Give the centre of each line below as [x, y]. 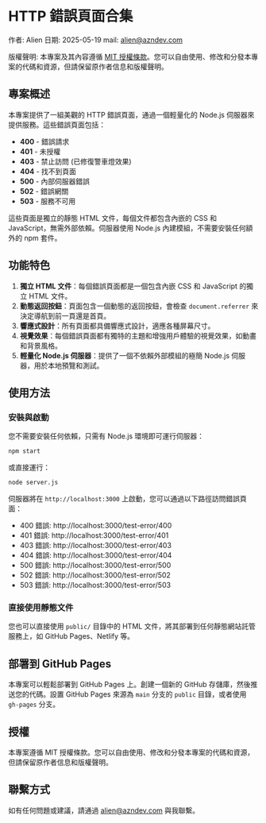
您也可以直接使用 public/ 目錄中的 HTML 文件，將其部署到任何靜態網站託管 [132, 626]
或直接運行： [29, 468]
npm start [25, 451]
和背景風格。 [40, 346]
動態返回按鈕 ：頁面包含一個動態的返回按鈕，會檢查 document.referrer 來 [139, 306]
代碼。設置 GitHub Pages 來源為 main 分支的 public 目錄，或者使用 [138, 694]
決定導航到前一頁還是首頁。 [65, 315]
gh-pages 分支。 [34, 705]
